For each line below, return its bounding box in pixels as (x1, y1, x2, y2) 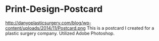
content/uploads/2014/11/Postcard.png (5, 25, 86, 31)
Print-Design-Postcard (5, 3, 103, 15)
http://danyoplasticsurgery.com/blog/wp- (5, 20, 92, 26)
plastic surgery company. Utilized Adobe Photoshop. (5, 30, 115, 36)
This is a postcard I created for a (86, 25, 154, 31)
